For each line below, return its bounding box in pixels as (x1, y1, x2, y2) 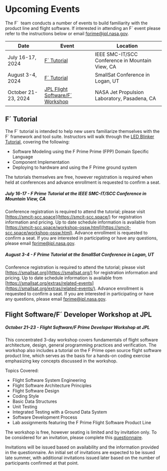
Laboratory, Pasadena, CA (95, 95, 157, 102)
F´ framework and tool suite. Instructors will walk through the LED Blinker (5, 133, 155, 139)
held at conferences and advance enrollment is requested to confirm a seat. (5, 179, 161, 185)
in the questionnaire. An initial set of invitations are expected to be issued (5, 450, 156, 456)
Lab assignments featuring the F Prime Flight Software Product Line (12, 420, 152, 426)
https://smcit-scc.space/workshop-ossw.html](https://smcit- (6, 224, 131, 230)
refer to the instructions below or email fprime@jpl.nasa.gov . (5, 30, 129, 36)
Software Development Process (12, 414, 78, 420)
